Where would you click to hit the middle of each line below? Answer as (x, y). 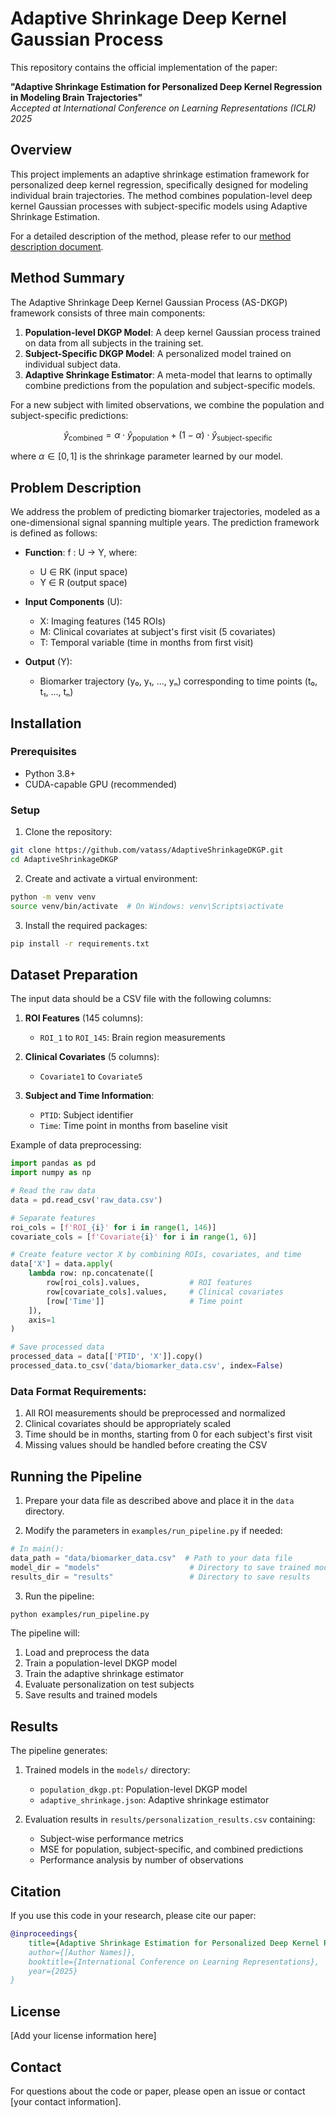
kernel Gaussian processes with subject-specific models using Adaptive (159, 206)
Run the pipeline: (59, 1596)
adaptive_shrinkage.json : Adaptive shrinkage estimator (154, 1800)
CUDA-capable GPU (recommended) (101, 784)
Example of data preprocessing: (76, 1145)
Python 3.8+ (50, 773)
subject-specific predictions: (69, 415)
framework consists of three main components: (108, 313)
